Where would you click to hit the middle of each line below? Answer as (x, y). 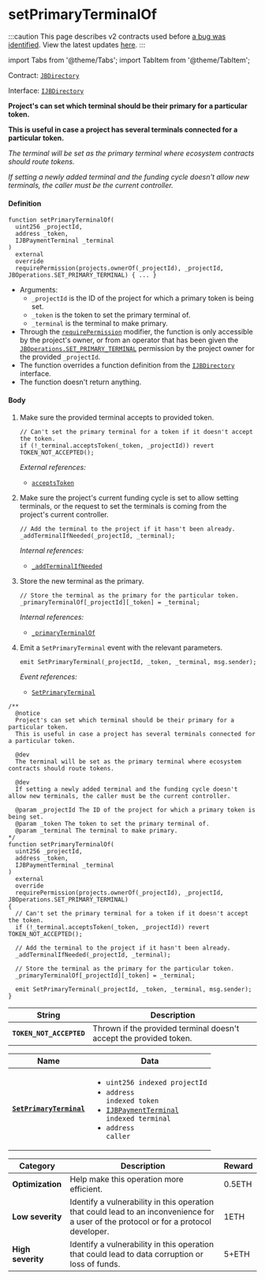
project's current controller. (64, 515)
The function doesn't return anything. (80, 382)
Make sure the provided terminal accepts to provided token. (117, 418)
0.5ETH (238, 1185)
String (49, 1015)
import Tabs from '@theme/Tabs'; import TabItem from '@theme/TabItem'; (129, 60)
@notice (28, 714)
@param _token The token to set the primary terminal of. (113, 824)
